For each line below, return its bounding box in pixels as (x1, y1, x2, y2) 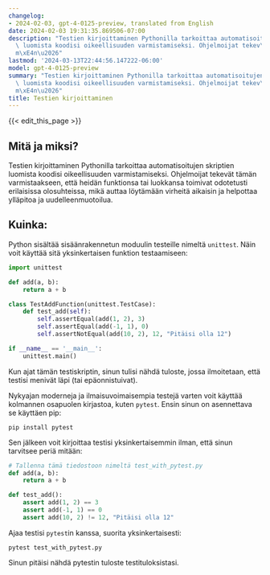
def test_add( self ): (22, 307, 92, 316)
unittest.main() (22, 351, 78, 360)
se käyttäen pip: (8, 408, 62, 417)
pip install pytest (8, 423, 74, 431)
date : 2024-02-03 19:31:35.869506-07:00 (8, 27, 146, 35)
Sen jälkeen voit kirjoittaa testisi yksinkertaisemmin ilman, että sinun (8, 437, 233, 447)
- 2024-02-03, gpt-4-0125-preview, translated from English (8, 19, 215, 27)
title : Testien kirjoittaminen (8, 94, 113, 102)
